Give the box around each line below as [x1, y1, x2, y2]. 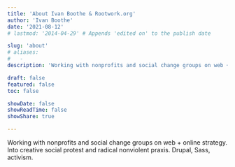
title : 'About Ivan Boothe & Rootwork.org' [7, 10, 136, 17]
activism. [7, 153, 34, 161]
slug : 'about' [7, 43, 49, 50]
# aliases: [7, 49, 39, 56]
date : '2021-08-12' [7, 23, 64, 30]
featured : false [7, 81, 55, 88]
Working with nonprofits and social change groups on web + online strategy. [7, 138, 228, 147]
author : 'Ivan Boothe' [7, 17, 73, 24]
